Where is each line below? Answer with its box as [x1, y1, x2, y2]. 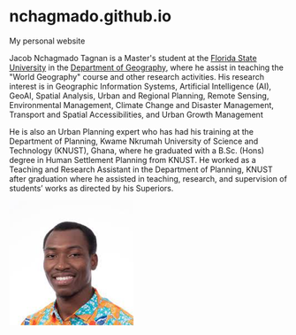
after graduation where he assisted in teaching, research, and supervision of [9, 173, 287, 183]
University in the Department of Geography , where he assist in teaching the [9, 62, 285, 73]
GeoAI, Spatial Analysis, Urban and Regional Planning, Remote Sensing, [9, 90, 269, 101]
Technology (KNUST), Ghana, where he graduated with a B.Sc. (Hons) [9, 144, 265, 156]
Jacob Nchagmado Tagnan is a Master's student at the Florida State [9, 52, 258, 63]
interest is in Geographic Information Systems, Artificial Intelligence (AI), [9, 81, 272, 91]
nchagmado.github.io [9, 6, 172, 27]
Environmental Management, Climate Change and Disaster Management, [9, 99, 274, 110]
